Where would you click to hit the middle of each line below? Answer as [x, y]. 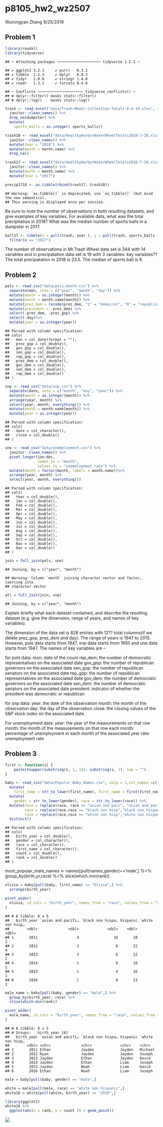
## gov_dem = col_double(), [36, 365]
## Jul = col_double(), [31, 527]
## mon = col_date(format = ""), [41, 340]
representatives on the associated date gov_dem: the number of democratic [81, 678]
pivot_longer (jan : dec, [32, 457]
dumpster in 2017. [23, 226]
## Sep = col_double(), [31, 535]
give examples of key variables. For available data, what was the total [74, 216]
